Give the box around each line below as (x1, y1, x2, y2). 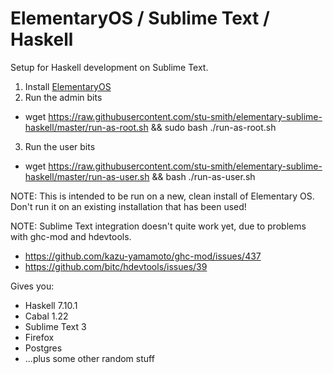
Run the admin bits (24, 91, 103, 103)
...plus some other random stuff (24, 352, 155, 364)
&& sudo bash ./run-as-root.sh (150, 121, 277, 133)
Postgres (24, 342, 63, 354)
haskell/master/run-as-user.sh (24, 170, 150, 182)
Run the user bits (24, 140, 96, 152)
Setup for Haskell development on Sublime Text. (10, 61, 209, 73)
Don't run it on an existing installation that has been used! (10, 200, 247, 212)
